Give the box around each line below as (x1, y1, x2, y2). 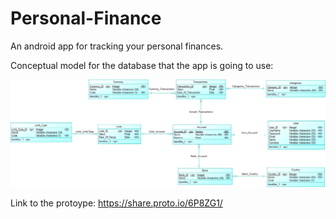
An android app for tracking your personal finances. (10, 40, 224, 52)
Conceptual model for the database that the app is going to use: (10, 59, 274, 71)
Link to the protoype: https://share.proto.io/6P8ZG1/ (10, 197, 223, 209)
